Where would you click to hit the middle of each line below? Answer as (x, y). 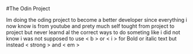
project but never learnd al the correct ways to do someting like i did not (93, 32)
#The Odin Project (28, 9)
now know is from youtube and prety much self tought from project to (90, 26)
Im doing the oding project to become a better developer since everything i (97, 20)
